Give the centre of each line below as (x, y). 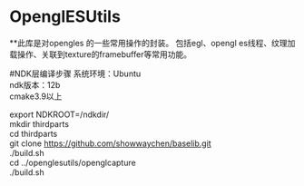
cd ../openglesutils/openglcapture (73, 162)
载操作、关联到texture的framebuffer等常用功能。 (101, 54)
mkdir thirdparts (39, 123)
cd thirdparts (34, 133)
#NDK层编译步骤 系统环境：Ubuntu (75, 73)
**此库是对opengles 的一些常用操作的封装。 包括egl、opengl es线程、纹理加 (152, 43)
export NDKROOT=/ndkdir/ (59, 114)
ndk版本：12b (35, 84)
